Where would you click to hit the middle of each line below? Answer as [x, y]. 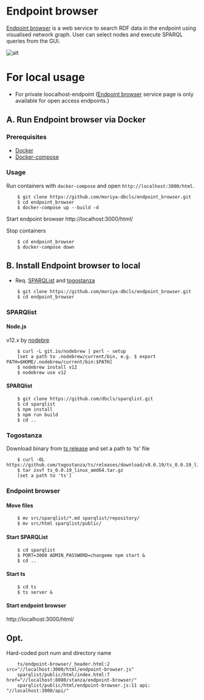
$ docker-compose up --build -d [58, 207]
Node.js [16, 327]
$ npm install [35, 409]
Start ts [16, 574]
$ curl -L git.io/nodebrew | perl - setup [72, 351]
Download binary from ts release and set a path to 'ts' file [78, 449]
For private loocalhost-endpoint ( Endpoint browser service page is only [104, 94]
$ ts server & [35, 592]
